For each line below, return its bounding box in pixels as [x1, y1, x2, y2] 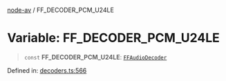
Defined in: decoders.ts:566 [7, 66, 87, 75]
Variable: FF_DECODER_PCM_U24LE [7, 30, 220, 46]
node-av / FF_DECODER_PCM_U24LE [7, 6, 114, 14]
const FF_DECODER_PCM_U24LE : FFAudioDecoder [23, 53, 167, 61]
